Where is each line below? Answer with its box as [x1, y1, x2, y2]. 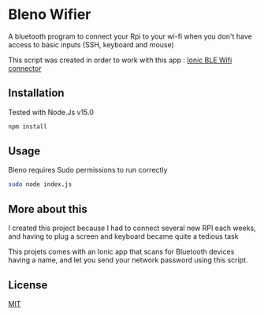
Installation [8, 87, 65, 100]
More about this [8, 203, 88, 216]
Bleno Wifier [8, 6, 91, 24]
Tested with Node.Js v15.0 [8, 107, 95, 117]
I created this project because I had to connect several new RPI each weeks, [8, 223, 256, 233]
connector [8, 63, 42, 72]
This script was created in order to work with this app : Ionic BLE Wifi [8, 55, 232, 65]
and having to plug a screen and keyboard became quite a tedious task [8, 232, 239, 241]
